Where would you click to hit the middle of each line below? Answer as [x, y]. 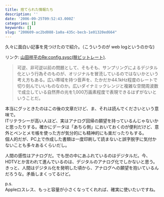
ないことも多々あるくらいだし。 [37, 145]
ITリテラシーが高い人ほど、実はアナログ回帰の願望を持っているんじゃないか [82, 121]
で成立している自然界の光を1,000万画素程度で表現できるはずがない [85, 92]
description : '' [22, 14]
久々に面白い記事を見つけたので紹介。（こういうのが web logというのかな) [80, 47]
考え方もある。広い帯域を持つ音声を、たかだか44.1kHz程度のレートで [87, 80]
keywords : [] [18, 28]
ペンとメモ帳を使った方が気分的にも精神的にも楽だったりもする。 [80, 133]
